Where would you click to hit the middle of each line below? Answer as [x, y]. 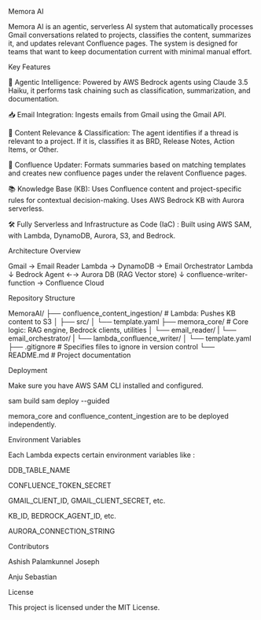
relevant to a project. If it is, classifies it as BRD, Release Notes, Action [121, 141]
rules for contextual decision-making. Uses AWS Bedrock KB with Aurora [127, 200]
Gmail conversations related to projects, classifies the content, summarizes [130, 35]
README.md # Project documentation [70, 355]
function [22, 283]
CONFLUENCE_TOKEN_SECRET [60, 485]
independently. [32, 424]
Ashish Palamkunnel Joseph [54, 561]
